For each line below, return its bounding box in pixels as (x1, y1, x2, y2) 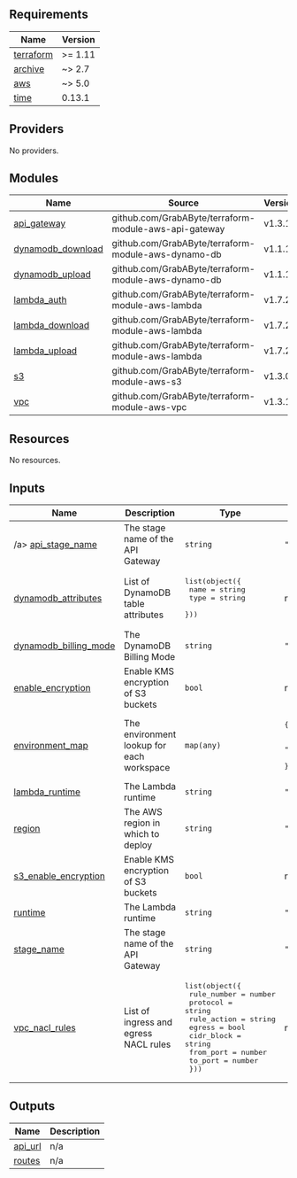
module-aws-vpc (111, 401, 187, 414)
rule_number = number (188, 989, 277, 999)
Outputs (9, 1098, 56, 1114)
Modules (9, 171, 59, 186)
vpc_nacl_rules (13, 1021, 77, 1034)
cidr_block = (188, 1031, 241, 1041)
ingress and (123, 1016, 173, 1028)
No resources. (9, 455, 61, 466)
